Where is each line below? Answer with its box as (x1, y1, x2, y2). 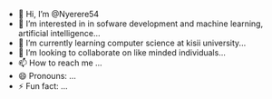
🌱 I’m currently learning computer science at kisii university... (17, 37, 247, 48)
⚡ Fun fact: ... (17, 81, 68, 91)
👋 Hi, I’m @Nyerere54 (17, 9, 100, 19)
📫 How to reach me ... (17, 57, 102, 68)
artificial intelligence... (17, 28, 101, 38)
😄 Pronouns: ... (17, 71, 77, 81)
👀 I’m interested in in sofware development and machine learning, (17, 18, 264, 29)
